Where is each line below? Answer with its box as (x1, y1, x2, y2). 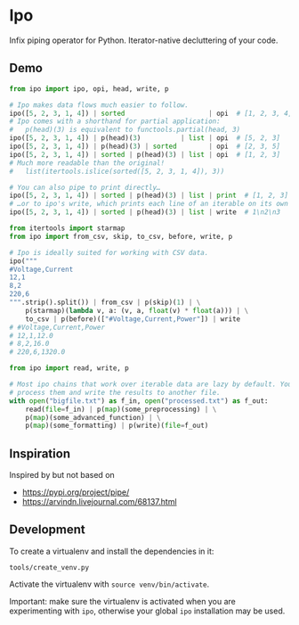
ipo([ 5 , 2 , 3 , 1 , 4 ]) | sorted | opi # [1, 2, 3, (9, 109, 280, 118)
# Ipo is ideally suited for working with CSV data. (9, 248, 209, 257)
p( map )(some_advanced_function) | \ (25, 413, 162, 422)
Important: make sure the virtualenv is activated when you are (9, 596, 236, 606)
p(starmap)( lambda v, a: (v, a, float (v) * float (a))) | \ (25, 306, 249, 315)
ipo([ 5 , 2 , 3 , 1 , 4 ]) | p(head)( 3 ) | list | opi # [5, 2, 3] (9, 134, 281, 143)
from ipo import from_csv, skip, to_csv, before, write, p (9, 232, 233, 241)
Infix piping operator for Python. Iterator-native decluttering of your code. (9, 35, 279, 45)
